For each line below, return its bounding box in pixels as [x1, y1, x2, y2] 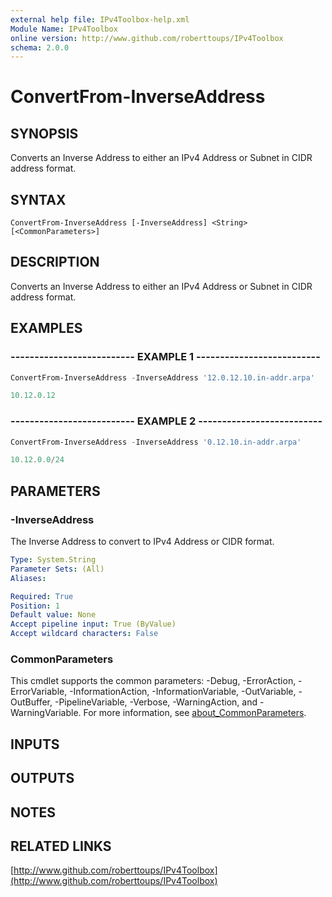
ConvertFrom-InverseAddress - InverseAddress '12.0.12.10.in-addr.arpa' [10, 372, 315, 383]
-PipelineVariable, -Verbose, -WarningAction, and [54, 696, 258, 708]
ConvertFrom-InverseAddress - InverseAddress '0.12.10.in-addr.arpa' [10, 437, 302, 447]
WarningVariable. [10, 707, 82, 719]
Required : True [10, 591, 74, 601]
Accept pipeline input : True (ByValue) [10, 619, 177, 630]
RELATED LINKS [10, 837, 112, 855]
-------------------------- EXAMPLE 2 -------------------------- [10, 414, 323, 428]
